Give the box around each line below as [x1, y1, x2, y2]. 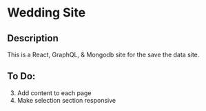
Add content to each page [17, 88, 92, 97]
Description [7, 32, 59, 44]
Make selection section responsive [17, 96, 116, 104]
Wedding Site [7, 5, 86, 21]
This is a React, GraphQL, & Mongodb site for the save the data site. [7, 50, 200, 59]
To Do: [7, 70, 36, 82]
